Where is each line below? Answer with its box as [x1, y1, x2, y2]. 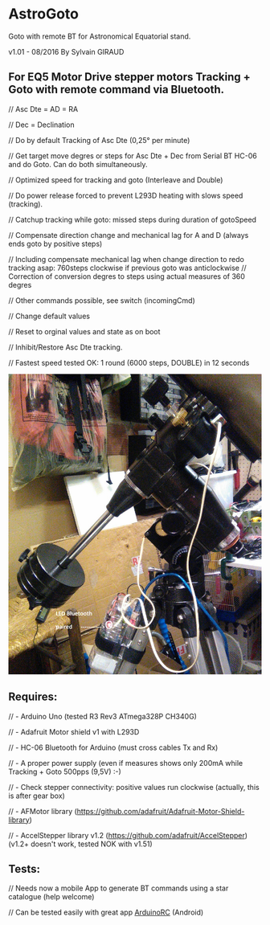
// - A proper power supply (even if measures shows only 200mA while [8, 758, 243, 767]
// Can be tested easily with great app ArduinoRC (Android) [8, 907, 204, 917]
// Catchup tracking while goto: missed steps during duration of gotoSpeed [8, 215, 257, 224]
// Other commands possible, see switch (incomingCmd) [8, 295, 195, 305]
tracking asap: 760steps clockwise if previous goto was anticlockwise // [8, 263, 247, 272]
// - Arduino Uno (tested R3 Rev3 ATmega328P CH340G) [8, 711, 197, 721]
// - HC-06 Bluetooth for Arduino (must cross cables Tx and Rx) [8, 743, 219, 752]
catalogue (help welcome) [8, 892, 95, 902]
